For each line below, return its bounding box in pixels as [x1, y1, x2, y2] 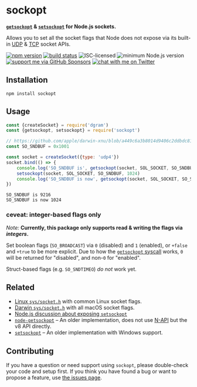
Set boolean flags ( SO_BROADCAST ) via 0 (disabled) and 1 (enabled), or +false [6, 242, 188, 249]
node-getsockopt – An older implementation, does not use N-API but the [14, 317, 188, 324]
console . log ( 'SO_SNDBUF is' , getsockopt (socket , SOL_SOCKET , [16, 165, 169, 171]
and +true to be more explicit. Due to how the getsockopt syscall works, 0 [6, 247, 184, 255]
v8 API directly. [14, 323, 52, 330]
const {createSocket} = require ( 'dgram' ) [6, 122, 109, 128]
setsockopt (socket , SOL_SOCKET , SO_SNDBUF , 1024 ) [16, 171, 141, 176]
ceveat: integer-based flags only [6, 211, 101, 219]
